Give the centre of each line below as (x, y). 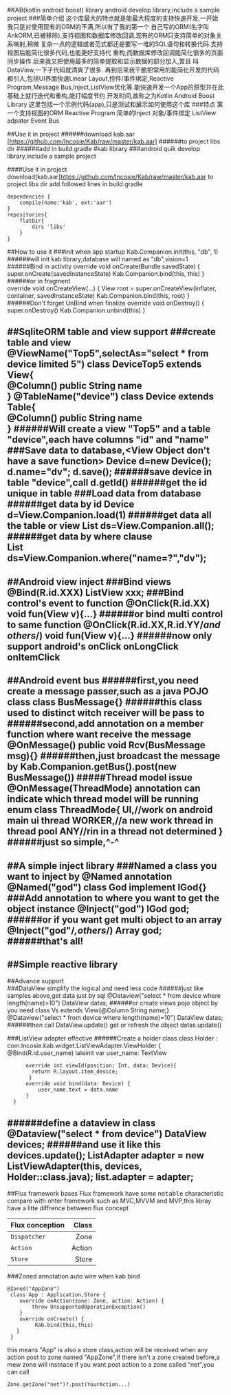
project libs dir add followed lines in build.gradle (75, 184)
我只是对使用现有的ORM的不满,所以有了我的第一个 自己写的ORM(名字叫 (108, 27)
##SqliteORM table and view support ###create (112, 332)
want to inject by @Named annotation (90, 876)
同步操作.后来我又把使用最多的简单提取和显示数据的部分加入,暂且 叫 (103, 61)
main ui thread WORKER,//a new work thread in (110, 821)
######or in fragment (39, 281)
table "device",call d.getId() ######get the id (107, 483)
